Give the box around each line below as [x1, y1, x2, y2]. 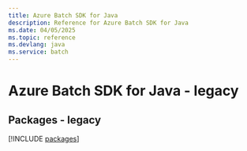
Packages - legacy [8, 113, 101, 127]
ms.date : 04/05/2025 [8, 26, 77, 34]
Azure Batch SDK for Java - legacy [8, 82, 239, 100]
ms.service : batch [8, 48, 69, 56]
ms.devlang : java [8, 41, 65, 49]
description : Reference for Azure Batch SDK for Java [8, 19, 189, 27]
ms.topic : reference [8, 33, 77, 42]
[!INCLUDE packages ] [8, 134, 80, 143]
